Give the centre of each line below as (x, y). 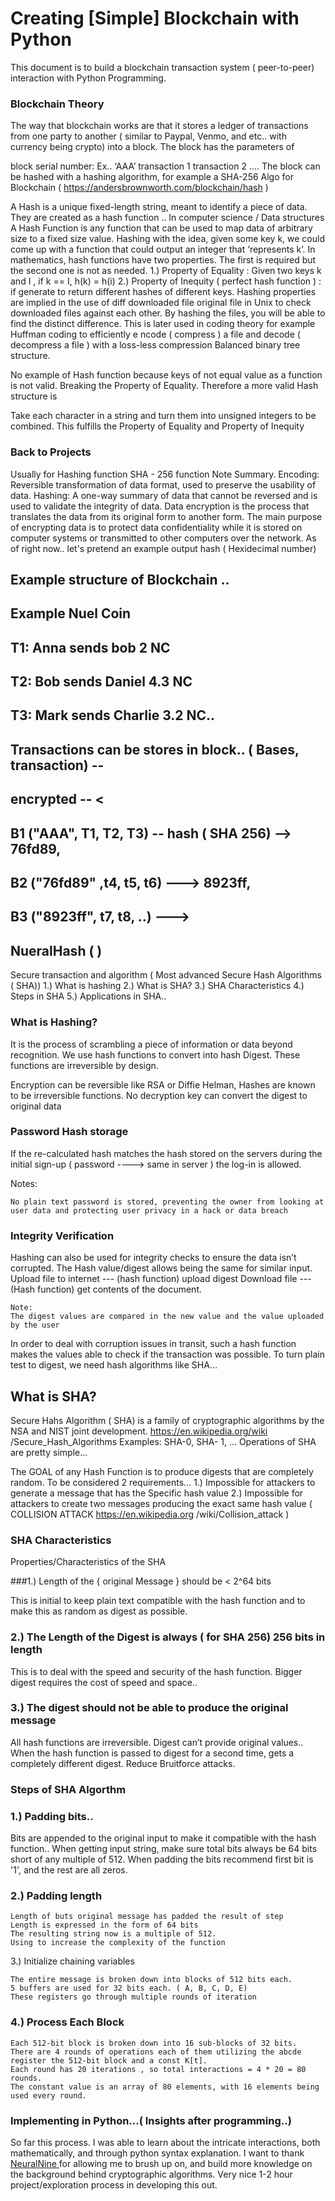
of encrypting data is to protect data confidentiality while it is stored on (156, 527)
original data (36, 1106)
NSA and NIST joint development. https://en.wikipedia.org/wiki (139, 1431)
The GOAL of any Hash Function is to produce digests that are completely (162, 1471)
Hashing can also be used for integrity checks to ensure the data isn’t (153, 1258)
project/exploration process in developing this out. (114, 2184)
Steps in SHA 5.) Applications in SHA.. (88, 996)
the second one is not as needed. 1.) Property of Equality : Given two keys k (166, 271)
